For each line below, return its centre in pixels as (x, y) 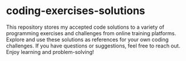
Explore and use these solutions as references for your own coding (87, 39)
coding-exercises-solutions (76, 11)
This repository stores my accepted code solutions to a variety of (85, 27)
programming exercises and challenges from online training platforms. (91, 33)
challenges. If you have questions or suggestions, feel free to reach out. (93, 46)
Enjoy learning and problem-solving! (50, 52)
